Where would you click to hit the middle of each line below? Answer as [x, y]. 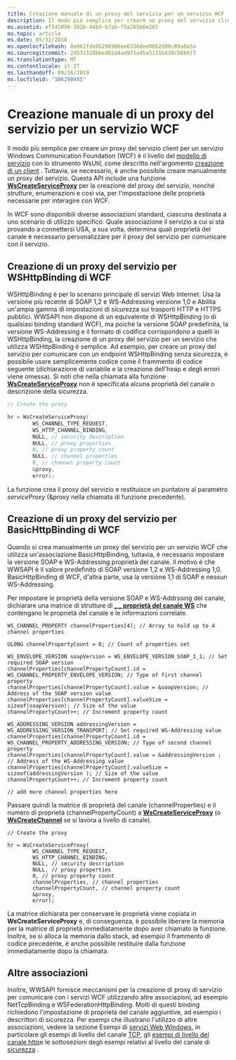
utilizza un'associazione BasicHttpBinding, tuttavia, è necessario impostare [116, 554]
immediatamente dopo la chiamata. [58, 951]
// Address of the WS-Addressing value [66, 761]
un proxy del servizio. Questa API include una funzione [87, 178]
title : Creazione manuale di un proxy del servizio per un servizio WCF [116, 14]
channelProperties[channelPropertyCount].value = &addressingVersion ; [114, 755]
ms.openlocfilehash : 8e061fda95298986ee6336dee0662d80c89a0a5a [102, 46]
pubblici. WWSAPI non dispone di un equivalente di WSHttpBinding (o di [112, 317]
